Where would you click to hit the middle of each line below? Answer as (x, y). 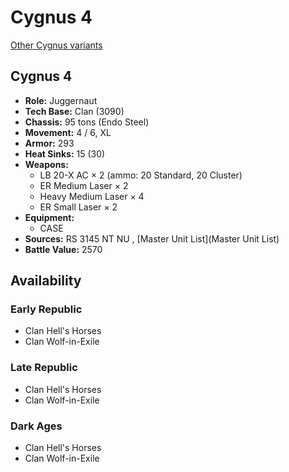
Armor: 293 (49, 143)
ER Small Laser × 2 (78, 207)
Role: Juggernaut (61, 100)
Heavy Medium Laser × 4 (92, 196)
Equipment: (49, 217)
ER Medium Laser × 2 (84, 185)
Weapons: (46, 164)
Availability (46, 281)
